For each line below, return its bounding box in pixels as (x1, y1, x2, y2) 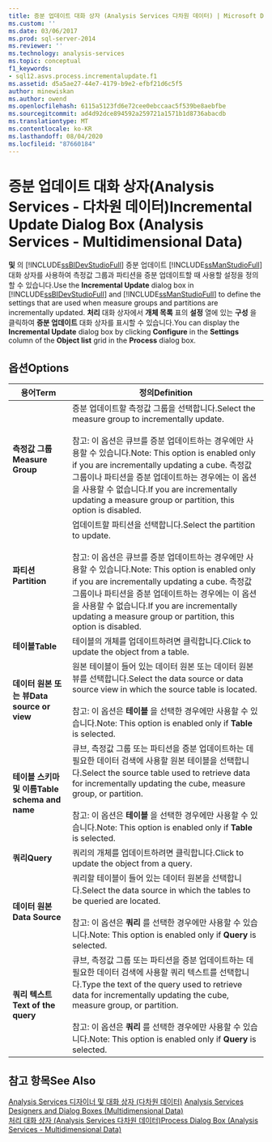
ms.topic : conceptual (8, 58, 82, 66)
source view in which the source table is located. (71, 684, 257, 695)
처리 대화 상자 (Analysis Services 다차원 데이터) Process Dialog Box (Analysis (8, 1115, 259, 1126)
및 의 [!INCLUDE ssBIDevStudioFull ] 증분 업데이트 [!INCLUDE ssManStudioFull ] (8, 260, 263, 270)
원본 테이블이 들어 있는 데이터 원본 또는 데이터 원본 (71, 661, 254, 672)
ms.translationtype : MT (8, 117, 89, 126)
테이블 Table (12, 641, 57, 652)
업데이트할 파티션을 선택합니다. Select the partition (71, 519, 256, 531)
